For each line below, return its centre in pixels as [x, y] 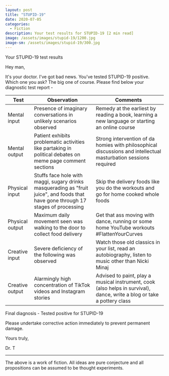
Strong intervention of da [125, 138]
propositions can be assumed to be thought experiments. [65, 368]
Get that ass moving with [125, 215]
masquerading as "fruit [61, 188]
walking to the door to [60, 228]
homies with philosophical [126, 145]
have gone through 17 [60, 200]
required [106, 164]
